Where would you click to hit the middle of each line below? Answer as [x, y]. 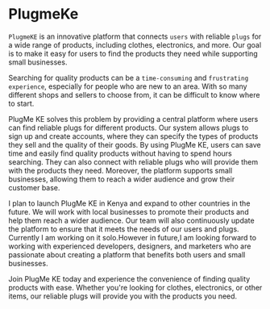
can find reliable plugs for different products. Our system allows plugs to [129, 127]
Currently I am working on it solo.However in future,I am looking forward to [132, 237]
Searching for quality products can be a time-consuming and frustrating [129, 77]
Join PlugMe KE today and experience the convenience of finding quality [129, 278]
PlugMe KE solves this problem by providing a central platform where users [133, 119]
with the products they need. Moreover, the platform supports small [120, 170]
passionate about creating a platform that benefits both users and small [127, 254]
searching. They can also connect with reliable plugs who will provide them [133, 161]
